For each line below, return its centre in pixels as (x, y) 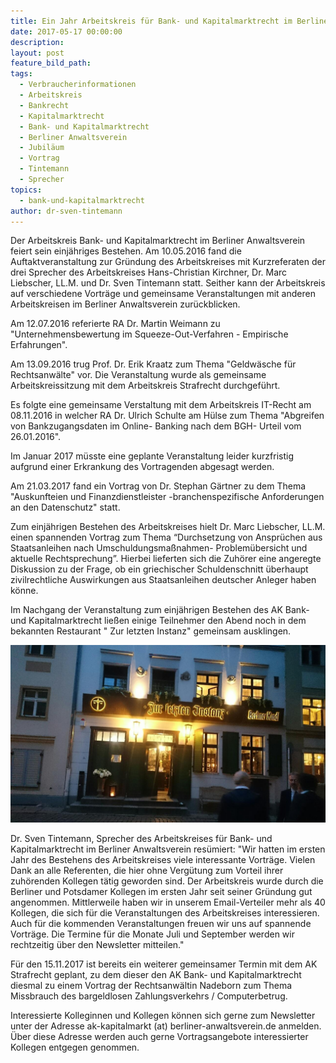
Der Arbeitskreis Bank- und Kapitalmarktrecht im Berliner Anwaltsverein (158, 241)
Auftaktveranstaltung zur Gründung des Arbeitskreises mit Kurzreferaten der (168, 262)
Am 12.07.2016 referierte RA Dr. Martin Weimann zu (115, 324)
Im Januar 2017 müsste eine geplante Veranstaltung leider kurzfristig (152, 456)
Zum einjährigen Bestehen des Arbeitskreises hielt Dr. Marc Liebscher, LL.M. (168, 527)
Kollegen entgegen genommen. (75, 1047)
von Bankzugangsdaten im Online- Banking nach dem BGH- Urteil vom (156, 426)
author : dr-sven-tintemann (66, 211)
